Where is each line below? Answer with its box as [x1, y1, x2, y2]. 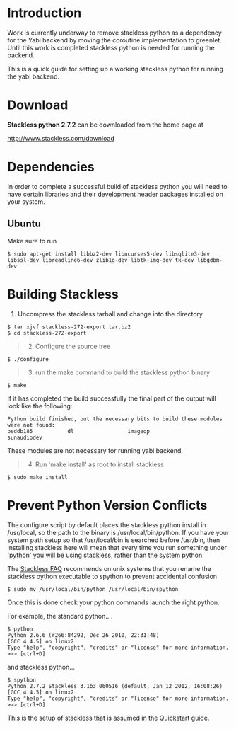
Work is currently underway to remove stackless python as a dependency [7, 28, 223, 37]
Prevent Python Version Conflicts [7, 497, 208, 513]
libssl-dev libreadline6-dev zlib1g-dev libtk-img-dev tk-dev [7, 256, 194, 263]
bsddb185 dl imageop [7, 427, 151, 435]
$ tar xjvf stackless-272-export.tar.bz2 [7, 323, 131, 331]
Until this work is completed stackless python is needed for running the [7, 43, 215, 52]
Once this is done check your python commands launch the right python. [7, 598, 220, 607]
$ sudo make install [7, 473, 69, 481]
